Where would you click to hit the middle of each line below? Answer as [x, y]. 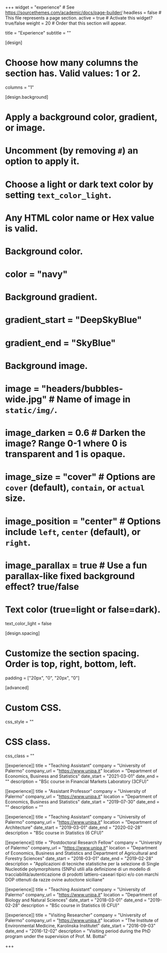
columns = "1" [19, 87]
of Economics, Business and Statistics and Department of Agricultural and [81, 853]
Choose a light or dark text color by [79, 184]
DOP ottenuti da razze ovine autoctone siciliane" [55, 879]
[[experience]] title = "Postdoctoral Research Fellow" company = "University [83, 842]
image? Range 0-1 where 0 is [66, 444]
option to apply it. [42, 161]
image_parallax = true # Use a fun [76, 565]
